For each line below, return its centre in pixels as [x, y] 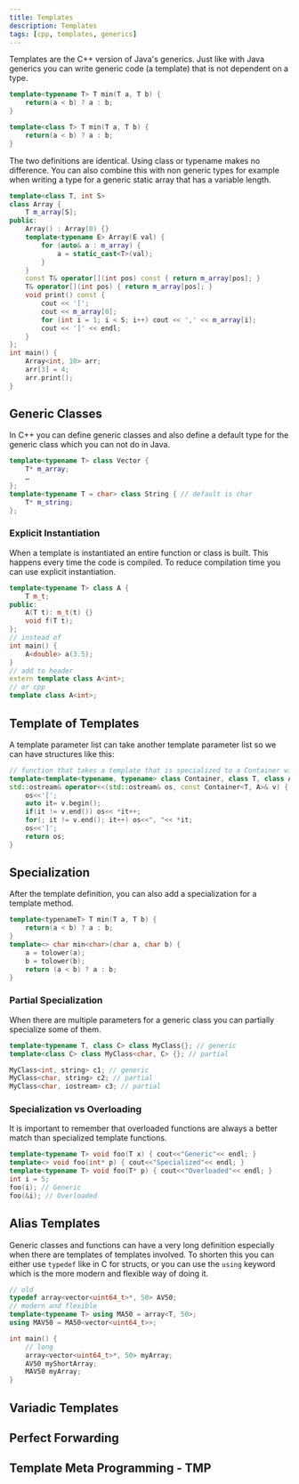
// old [21, 1290]
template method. [41, 903]
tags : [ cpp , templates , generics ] [73, 34]
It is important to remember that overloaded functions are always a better [144, 1129]
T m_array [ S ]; [51, 213]
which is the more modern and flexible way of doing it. [109, 1273]
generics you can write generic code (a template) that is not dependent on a [149, 69]
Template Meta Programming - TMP [110, 1468]
